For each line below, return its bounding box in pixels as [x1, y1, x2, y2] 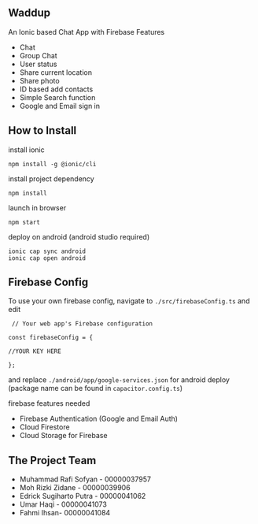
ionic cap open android [8, 254, 87, 262]
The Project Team [8, 453, 97, 467]
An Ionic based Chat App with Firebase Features [8, 27, 165, 36]
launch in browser [8, 203, 67, 212]
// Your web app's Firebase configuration [11, 320, 153, 328]
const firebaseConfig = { [8, 334, 93, 342]
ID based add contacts [19, 84, 94, 94]
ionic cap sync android [8, 247, 87, 255]
